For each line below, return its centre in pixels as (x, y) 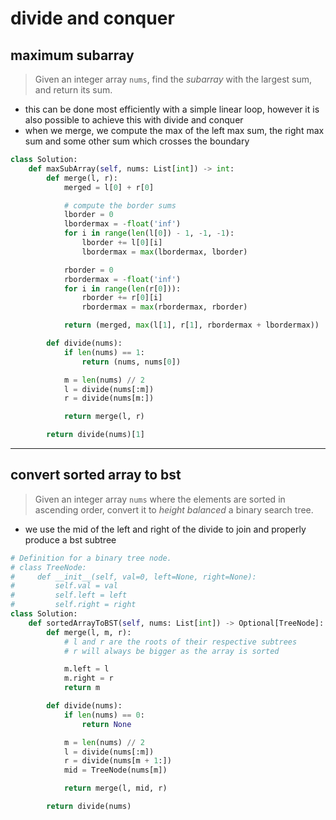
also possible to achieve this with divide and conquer (134, 120)
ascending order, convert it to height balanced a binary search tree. (174, 509)
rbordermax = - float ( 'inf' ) (122, 279)
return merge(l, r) (104, 417)
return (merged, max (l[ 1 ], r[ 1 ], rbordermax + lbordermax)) (191, 325)
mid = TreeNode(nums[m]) (115, 770)
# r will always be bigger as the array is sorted (171, 651)
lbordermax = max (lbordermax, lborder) (164, 252)
